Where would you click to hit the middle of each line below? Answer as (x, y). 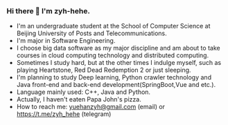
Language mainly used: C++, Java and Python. (83, 92)
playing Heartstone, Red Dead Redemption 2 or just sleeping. (104, 70)
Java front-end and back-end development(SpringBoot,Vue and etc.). (116, 85)
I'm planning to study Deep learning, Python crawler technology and (114, 77)
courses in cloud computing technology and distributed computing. (113, 55)
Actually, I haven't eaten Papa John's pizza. (79, 99)
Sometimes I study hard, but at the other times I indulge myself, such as (119, 63)
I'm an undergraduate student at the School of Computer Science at (113, 26)
